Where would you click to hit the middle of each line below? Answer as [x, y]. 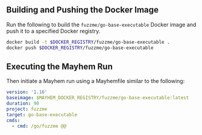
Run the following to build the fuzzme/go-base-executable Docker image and [101, 24]
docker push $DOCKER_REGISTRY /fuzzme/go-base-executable [80, 48]
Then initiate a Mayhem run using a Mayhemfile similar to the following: [96, 81]
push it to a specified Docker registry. [53, 31]
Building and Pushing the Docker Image [83, 10]
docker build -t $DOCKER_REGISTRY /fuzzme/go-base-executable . [88, 42]
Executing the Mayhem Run [60, 66]
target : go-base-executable [42, 114]
